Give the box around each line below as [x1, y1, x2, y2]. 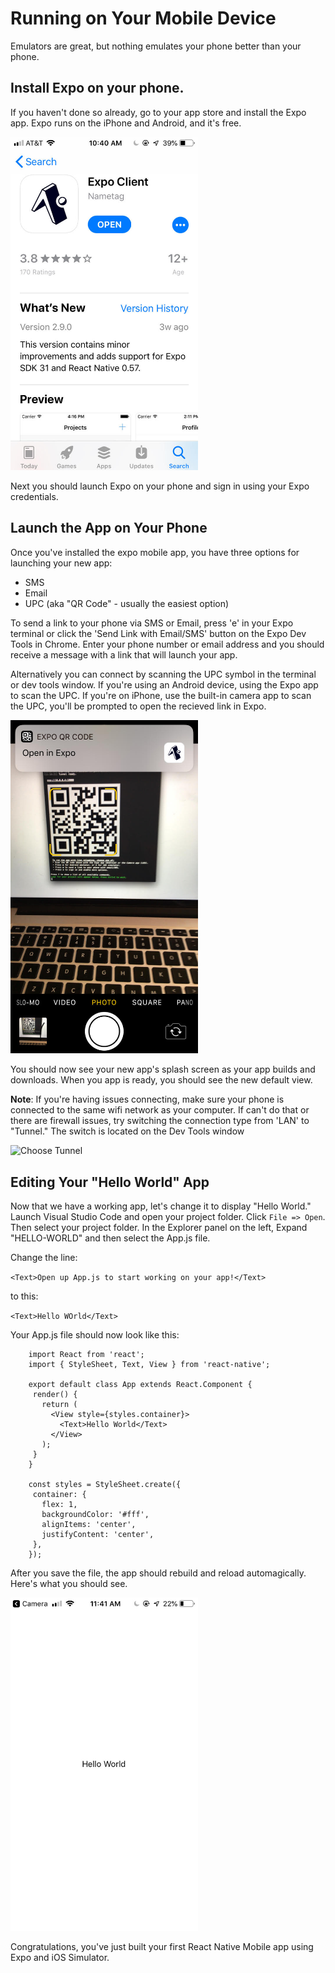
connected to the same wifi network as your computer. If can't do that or [10, 1104, 310, 1116]
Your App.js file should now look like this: [10, 1329, 180, 1341]
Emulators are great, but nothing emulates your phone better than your [10, 40, 302, 52]
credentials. [10, 491, 59, 503]
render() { [32, 1390, 78, 1400]
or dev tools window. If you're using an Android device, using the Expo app [10, 678, 319, 691]
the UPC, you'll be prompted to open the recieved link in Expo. [10, 700, 267, 712]
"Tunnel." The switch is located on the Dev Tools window [10, 1125, 245, 1137]
